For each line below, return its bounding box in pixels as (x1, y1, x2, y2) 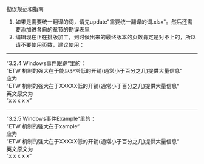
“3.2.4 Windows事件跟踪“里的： (6, 60, 86, 67)
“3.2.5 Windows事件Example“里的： (6, 115, 96, 122)
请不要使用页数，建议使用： (15, 41, 85, 48)
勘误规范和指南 (6, 5, 44, 12)
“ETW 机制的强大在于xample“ (6, 123, 80, 129)
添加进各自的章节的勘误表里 (20, 26, 90, 33)
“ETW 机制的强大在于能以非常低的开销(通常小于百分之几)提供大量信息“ (6, 67, 183, 74)
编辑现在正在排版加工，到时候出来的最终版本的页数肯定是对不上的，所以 (15, 33, 196, 41)
